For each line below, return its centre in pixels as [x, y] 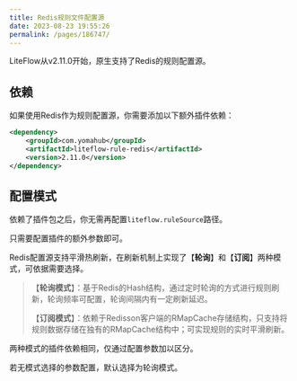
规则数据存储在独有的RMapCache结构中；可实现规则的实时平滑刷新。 [160, 330]
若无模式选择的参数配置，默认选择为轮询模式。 [96, 368]
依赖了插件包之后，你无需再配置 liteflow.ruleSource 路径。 [118, 219]
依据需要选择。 [60, 269]
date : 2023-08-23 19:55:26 [60, 26]
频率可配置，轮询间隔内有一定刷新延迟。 [137, 299]
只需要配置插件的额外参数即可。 [68, 238]
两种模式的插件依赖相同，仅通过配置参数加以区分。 [104, 349]
